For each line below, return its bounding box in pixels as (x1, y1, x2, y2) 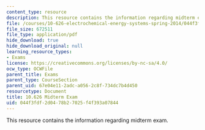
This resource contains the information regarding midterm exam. (6, 117, 169, 124)
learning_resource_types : (6, 49, 72, 55)
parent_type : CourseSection (6, 77, 78, 83)
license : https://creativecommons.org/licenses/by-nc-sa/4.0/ (6, 60, 168, 66)
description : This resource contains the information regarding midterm (6, 15, 195, 21)
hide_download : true (6, 37, 59, 43)
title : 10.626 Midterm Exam (6, 94, 78, 100)
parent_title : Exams (6, 71, 59, 78)
